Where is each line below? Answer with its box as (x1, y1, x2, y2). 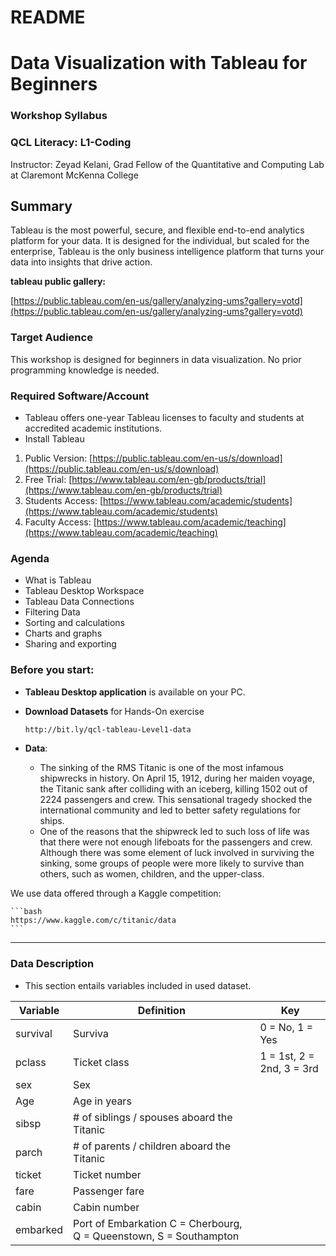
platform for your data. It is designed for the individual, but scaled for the (10, 235, 310, 247)
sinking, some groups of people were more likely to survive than (39, 857, 305, 870)
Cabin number (73, 1200, 140, 1214)
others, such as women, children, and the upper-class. (39, 868, 265, 880)
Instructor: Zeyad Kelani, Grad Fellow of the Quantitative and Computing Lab (10, 158, 325, 170)
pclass (15, 1055, 47, 1069)
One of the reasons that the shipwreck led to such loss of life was (39, 826, 310, 838)
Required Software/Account (10, 389, 150, 403)
